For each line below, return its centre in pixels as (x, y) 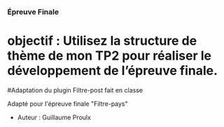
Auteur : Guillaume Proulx (54, 117)
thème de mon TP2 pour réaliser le (110, 56)
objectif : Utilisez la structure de (102, 41)
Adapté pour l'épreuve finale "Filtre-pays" (68, 103)
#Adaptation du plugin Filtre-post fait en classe (75, 90)
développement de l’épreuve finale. (113, 71)
